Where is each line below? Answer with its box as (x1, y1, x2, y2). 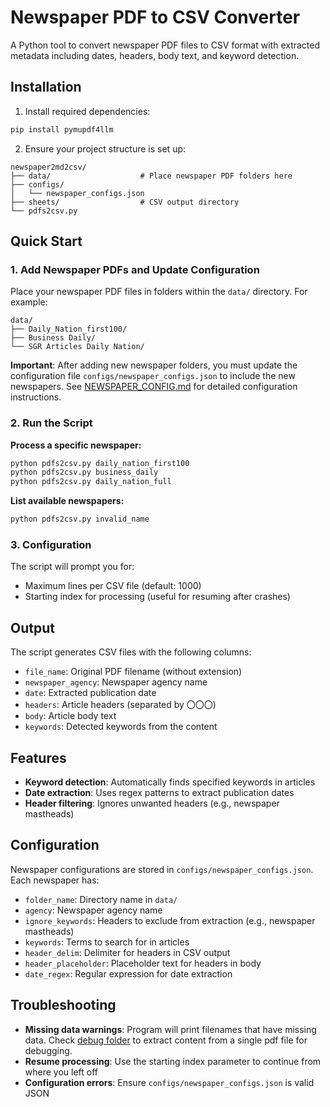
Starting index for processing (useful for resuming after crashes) (24, 591, 291, 603)
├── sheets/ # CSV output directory (10, 197, 240, 207)
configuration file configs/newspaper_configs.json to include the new (10, 370, 296, 382)
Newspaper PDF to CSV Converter (10, 6, 301, 29)
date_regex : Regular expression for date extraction (24, 967, 233, 980)
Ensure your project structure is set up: (24, 142, 187, 155)
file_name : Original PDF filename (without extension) (24, 666, 243, 678)
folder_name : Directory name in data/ (24, 893, 178, 905)
